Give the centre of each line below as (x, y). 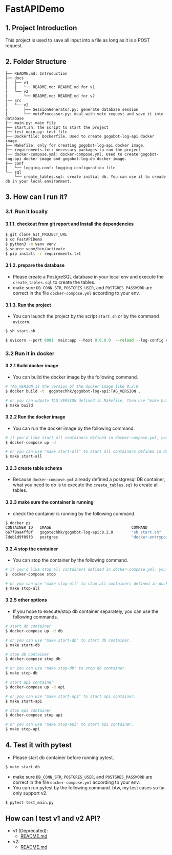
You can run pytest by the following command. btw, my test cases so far (89, 787)
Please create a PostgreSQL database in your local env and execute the (88, 276)
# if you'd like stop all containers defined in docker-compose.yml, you (86, 570)
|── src (14, 101)
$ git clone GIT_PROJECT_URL (36, 235)
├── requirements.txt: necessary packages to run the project (73, 150)
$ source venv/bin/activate (35, 249)
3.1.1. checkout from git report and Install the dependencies (70, 224)
